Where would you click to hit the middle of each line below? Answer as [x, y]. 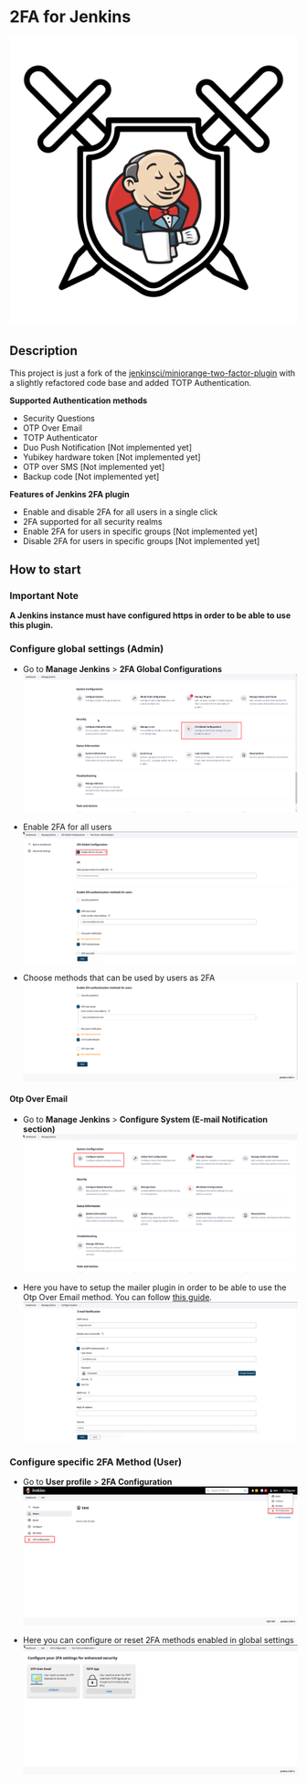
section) [39, 1129]
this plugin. [32, 625]
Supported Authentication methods [79, 400]
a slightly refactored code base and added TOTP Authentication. [131, 382]
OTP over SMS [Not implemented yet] [94, 466]
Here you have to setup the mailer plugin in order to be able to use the [154, 1287]
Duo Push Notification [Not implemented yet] [107, 447]
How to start [45, 570]
